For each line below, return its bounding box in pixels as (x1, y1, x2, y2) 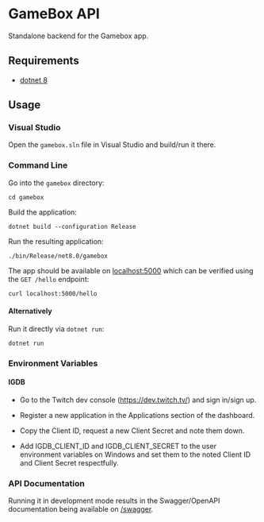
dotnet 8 (19, 75, 48, 84)
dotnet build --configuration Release (8, 222, 136, 230)
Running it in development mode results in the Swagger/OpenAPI (8, 496, 220, 505)
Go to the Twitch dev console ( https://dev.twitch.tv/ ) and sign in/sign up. (19, 395, 257, 405)
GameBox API (8, 5, 101, 23)
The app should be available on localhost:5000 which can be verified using (8, 265, 254, 275)
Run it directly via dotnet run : (8, 323, 105, 334)
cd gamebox (8, 193, 44, 201)
